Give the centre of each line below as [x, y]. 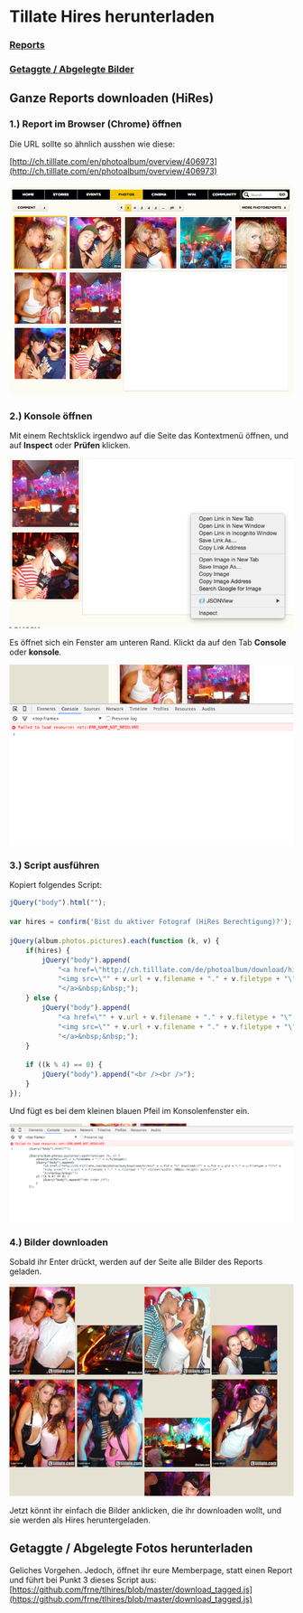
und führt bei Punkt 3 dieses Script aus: [83, 1580]
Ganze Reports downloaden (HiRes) [112, 98]
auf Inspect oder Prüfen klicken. [70, 446]
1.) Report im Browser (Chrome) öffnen [96, 124]
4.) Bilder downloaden [59, 1242]
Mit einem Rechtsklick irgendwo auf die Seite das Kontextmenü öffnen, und [149, 436]
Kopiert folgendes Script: [55, 885]
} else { [42, 998]
